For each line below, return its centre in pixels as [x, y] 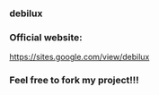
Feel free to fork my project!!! [74, 81]
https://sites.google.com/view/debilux [79, 57]
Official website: [46, 37]
